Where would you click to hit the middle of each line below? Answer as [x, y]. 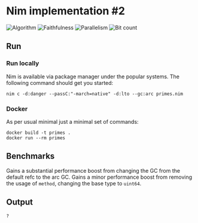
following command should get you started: [60, 83]
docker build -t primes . [38, 133]
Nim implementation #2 [66, 11]
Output [19, 202]
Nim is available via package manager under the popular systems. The [93, 77]
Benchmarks [31, 156]
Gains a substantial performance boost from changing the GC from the [93, 170]
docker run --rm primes [36, 138]
